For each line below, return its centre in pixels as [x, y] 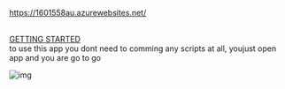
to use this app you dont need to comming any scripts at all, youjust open [143, 48]
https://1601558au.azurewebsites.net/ [78, 13]
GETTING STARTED [45, 39]
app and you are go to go [55, 58]
